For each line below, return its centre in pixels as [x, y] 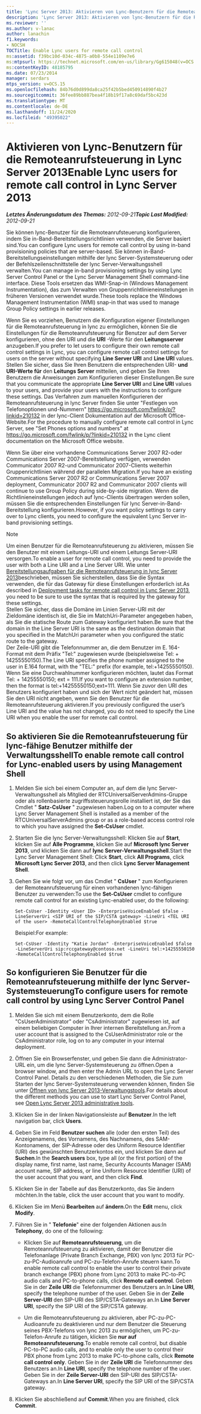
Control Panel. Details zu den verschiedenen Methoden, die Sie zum [99, 1077]
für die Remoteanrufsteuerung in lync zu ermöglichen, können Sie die [92, 327]
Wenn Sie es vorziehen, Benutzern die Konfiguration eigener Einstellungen [98, 320]
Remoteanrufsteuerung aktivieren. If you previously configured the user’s [96, 705]
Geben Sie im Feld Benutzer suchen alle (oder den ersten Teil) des [97, 1132]
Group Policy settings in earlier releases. [56, 309]
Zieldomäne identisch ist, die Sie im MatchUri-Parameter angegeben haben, [100, 616]
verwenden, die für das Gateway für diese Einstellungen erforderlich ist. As [98, 584]
